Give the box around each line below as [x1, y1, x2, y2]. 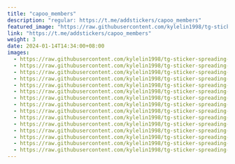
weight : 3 [7, 36, 36, 43]
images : [7, 50, 30, 57]
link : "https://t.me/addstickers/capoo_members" [7, 29, 152, 37]
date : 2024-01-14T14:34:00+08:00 [7, 43, 105, 50]
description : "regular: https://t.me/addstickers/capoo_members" [7, 17, 201, 24]
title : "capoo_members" [7, 10, 77, 17]
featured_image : [7, 23, 55, 30]
